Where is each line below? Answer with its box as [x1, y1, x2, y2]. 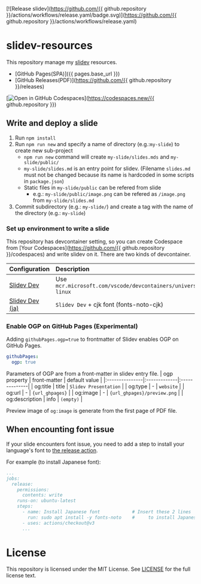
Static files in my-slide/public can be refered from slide [23, 184, 162, 191]
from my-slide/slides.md [32, 196, 95, 204]
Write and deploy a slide [6, 118, 98, 128]
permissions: [17, 486, 50, 493]
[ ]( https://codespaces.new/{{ [6, 94, 154, 101]
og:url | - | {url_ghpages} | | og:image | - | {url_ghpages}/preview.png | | [6, 389, 184, 397]
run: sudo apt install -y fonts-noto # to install [28, 515, 175, 521]
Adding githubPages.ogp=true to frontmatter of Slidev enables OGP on [6, 335, 179, 343]
